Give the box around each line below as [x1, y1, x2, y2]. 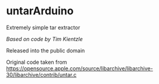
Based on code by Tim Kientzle [6, 35, 83, 42]
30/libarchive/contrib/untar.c [6, 71, 77, 78]
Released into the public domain [6, 46, 85, 54]
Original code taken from [6, 58, 67, 66]
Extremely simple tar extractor [6, 24, 80, 31]
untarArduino [6, 4, 74, 18]
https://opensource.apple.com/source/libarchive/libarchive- [6, 64, 153, 72]
